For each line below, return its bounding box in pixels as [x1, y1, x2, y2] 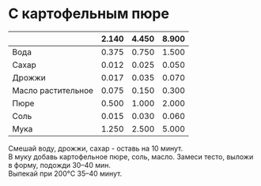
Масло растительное [12, 84, 93, 95]
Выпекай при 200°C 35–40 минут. [8, 169, 123, 178]
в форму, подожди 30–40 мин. [8, 160, 112, 169]
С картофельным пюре [8, 5, 170, 23]
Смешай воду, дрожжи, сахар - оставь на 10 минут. [8, 143, 183, 153]
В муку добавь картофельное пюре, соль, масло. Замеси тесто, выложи [8, 151, 254, 162]
